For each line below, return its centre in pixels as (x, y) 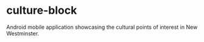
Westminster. (23, 33)
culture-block (42, 10)
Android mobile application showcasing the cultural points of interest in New (102, 27)
